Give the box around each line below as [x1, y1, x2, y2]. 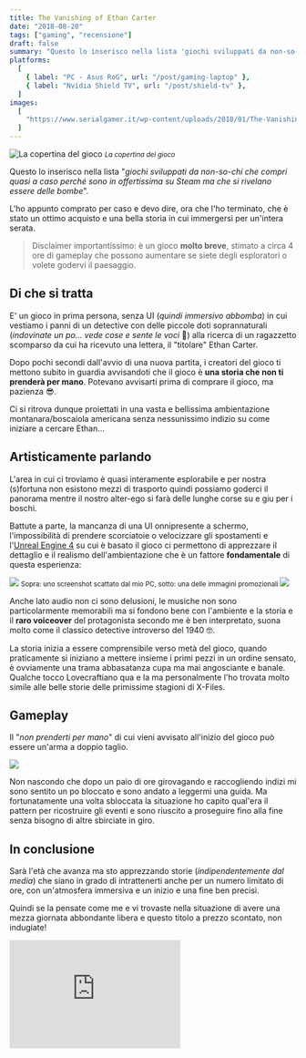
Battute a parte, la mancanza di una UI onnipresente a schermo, [9, 520, 249, 531]
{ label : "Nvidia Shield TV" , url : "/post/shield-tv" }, [25, 81, 247, 90]
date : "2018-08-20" [9, 22, 84, 31]
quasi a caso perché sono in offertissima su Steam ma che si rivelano [9, 176, 272, 187]
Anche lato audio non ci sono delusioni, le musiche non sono [9, 595, 238, 606]
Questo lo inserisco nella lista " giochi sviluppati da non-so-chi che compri [9, 166, 288, 177]
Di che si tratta [9, 286, 94, 302]
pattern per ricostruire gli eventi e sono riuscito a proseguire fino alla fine [9, 806, 284, 817]
